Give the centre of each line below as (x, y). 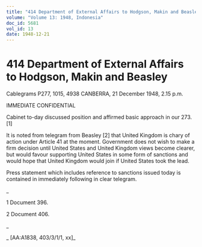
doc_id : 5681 (23, 23)
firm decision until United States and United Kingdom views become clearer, (101, 148)
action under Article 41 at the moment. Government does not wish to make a (100, 142)
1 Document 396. (27, 202)
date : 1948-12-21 (28, 34)
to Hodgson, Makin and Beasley (87, 77)
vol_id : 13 (20, 29)
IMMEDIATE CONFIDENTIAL (41, 106)
